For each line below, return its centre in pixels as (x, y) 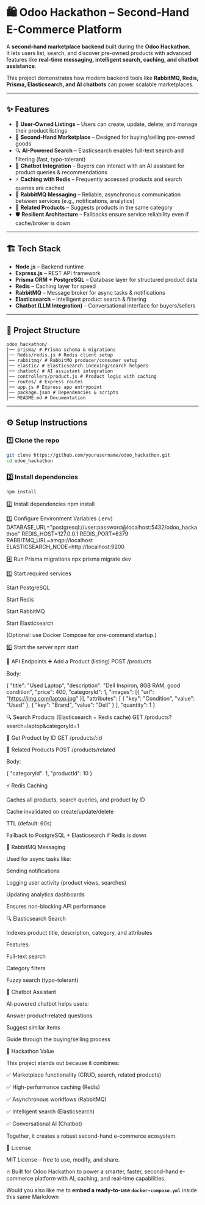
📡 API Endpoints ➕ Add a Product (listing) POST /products (79, 661)
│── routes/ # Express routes (45, 382)
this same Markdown (33, 1196)
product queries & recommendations (61, 172)
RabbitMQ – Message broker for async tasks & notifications (90, 292)
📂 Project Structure (43, 330)
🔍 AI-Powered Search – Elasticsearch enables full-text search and (99, 150)
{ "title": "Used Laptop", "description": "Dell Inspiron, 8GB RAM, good (93, 685)
